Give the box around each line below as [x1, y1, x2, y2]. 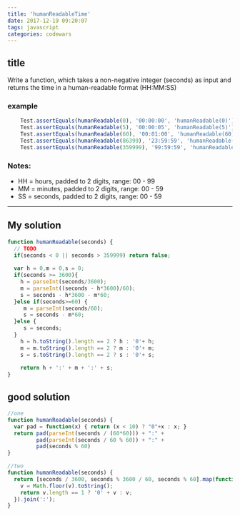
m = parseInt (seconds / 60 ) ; [23, 305, 104, 312]
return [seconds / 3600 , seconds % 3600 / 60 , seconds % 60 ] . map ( [14, 475, 216, 482]
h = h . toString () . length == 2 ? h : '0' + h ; [20, 338, 155, 345]
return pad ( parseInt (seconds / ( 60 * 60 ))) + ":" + [14, 430, 164, 437]
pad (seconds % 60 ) [36, 443, 91, 450]
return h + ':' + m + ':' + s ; [20, 365, 114, 372]
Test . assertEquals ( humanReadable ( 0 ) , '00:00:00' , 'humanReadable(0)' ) [20, 117, 235, 125]
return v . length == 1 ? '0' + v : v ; [20, 489, 133, 496]
